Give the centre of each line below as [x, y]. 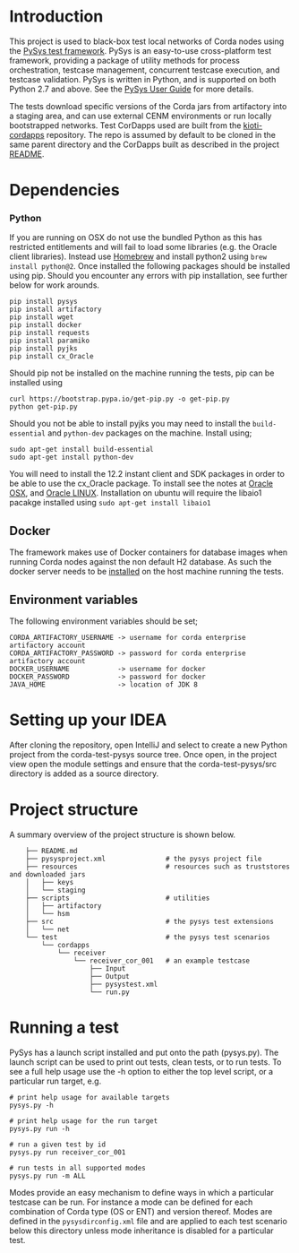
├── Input [107, 968]
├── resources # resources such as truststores [158, 867]
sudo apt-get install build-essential [81, 450]
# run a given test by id [57, 1145]
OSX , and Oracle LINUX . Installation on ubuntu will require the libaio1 [136, 493]
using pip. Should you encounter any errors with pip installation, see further [149, 276]
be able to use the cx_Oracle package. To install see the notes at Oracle [141, 484]
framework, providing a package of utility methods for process [124, 60]
